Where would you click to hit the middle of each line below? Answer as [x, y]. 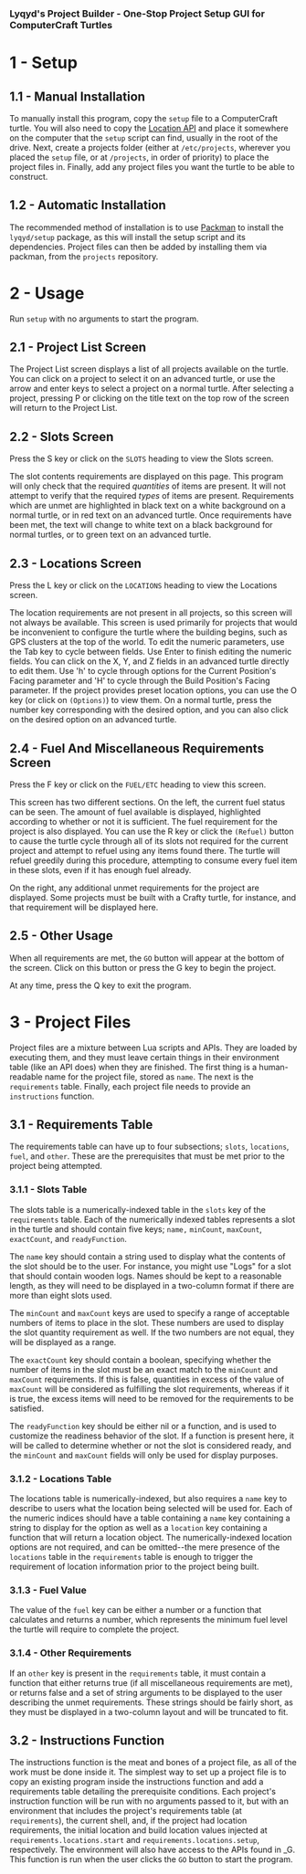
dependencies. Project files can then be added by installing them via [138, 247]
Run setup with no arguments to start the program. [104, 319]
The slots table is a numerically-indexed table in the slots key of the [138, 1209]
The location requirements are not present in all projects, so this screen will [151, 613]
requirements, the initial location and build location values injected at [138, 1830]
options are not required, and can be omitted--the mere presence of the [145, 1547]
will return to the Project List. [63, 408]
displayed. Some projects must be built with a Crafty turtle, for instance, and [153, 897]
